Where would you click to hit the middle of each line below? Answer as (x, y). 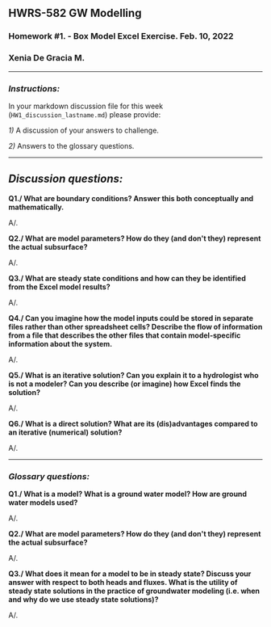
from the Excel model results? (59, 287)
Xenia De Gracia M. (47, 58)
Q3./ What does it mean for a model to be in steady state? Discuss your (130, 574)
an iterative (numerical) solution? (65, 432)
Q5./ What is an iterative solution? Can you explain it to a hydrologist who (133, 375)
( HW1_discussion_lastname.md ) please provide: (85, 114)
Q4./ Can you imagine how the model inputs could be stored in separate (131, 318)
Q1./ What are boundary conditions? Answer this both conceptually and (131, 198)
